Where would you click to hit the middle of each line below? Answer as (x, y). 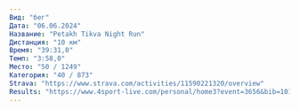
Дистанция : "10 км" (45, 42)
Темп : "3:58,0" (37, 59)
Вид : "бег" (29, 17)
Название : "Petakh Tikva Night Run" (77, 34)
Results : (25, 91)
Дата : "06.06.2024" (45, 26)
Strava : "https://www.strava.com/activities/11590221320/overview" (137, 83)
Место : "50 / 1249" (45, 67)
